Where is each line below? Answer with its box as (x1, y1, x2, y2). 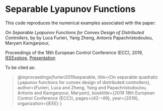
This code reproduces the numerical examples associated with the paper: (5, 20, 156, 26)
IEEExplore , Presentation (5, 55, 56, 60)
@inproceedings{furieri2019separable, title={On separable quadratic (17, 74, 158, 80)
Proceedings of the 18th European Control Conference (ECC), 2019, (5, 50, 143, 55)
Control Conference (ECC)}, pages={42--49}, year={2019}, (17, 95, 139, 101)
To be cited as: (5, 64, 36, 70)
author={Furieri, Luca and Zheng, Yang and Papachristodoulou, (17, 84, 148, 90)
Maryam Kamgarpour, (5, 40, 50, 46)
